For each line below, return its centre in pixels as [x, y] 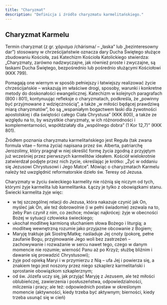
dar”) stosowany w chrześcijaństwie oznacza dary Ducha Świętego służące [83, 52]
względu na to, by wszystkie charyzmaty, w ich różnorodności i [70, 120]
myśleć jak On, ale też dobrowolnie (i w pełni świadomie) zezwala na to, [86, 207]
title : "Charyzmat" [25, 10]
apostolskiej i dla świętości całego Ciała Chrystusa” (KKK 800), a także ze [81, 115]
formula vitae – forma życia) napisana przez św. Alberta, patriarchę [74, 146]
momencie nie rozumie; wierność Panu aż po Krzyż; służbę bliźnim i [82, 250]
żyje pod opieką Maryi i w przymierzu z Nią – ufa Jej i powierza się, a [83, 261]
